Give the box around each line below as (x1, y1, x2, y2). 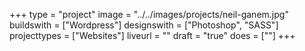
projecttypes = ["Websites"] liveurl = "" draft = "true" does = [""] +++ (9, 30, 296, 41)
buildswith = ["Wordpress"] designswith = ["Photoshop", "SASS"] (9, 19, 279, 31)
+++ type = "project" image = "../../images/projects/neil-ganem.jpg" (9, 9, 289, 20)
